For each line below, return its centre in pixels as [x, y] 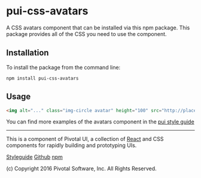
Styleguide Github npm [34, 157]
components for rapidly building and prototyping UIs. [71, 146]
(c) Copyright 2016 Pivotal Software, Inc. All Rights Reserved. [81, 168]
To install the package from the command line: [63, 67]
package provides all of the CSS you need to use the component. [86, 34]
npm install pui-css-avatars [42, 78]
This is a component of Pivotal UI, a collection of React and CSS [85, 139]
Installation [28, 53]
